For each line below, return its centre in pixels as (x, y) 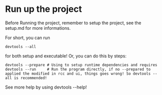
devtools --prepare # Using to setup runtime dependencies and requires (81, 65)
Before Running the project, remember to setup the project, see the (73, 23)
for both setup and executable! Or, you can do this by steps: (66, 56)
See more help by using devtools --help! (46, 87)
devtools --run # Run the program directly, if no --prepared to (78, 69)
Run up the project (44, 9)
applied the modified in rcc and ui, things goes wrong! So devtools (78, 73)
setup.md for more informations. (38, 28)
